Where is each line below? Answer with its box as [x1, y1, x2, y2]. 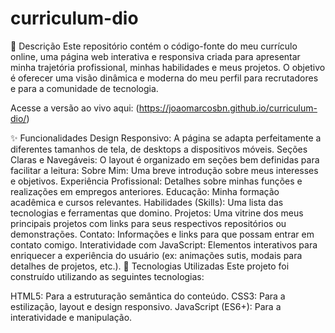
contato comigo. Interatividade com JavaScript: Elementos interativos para [10, 238, 318, 251]
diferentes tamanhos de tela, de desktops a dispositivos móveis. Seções [10, 143, 308, 155]
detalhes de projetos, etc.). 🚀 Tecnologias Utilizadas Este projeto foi [10, 260, 290, 272]
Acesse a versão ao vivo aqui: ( [10, 102, 140, 114]
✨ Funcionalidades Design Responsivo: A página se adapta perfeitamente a [10, 132, 322, 144]
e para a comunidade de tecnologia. [10, 82, 159, 94]
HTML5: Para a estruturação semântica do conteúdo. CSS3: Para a [10, 290, 286, 302]
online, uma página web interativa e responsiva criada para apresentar [10, 50, 301, 62]
